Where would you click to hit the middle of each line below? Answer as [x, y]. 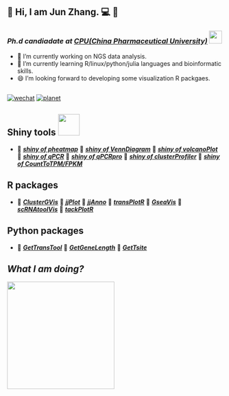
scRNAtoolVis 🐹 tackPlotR [55, 209]
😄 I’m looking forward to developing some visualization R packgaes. [113, 78]
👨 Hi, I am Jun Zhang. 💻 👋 [63, 12]
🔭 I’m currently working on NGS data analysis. [82, 56]
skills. [25, 71]
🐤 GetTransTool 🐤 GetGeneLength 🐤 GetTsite [82, 247]
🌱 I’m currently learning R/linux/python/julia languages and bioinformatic [119, 63]
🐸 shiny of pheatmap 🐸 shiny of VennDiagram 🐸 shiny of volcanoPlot [117, 149]
